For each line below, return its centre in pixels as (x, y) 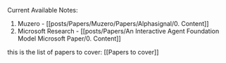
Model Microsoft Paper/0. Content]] (69, 38)
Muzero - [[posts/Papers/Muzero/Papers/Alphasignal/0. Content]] (113, 23)
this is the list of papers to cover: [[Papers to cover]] (83, 52)
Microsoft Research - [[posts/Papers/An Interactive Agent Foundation (118, 31)
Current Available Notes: (43, 10)
